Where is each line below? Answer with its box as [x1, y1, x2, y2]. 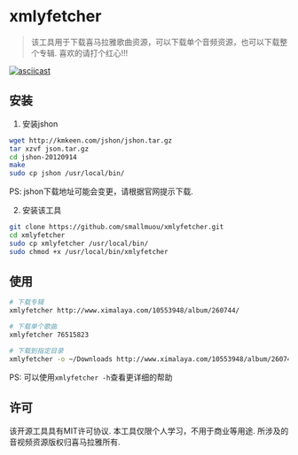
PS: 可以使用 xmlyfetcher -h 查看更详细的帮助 [9, 372, 173, 382]
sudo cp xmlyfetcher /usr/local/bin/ [9, 239, 149, 248]
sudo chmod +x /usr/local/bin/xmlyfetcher [9, 247, 169, 256]
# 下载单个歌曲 [9, 322, 58, 331]
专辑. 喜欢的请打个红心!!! [38, 47, 129, 58]
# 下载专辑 [9, 298, 44, 307]
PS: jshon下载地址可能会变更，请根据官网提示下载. [9, 186, 193, 197]
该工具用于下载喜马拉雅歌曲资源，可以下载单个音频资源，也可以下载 [30, 36, 280, 47]
